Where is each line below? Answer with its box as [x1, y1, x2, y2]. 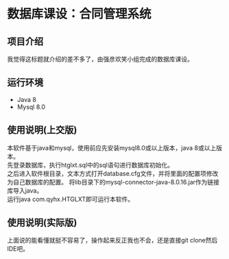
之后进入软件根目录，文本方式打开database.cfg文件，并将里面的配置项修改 [7, 169, 219, 178]
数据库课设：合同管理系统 [7, 6, 152, 22]
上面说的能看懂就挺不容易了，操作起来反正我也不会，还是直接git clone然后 [7, 236, 218, 245]
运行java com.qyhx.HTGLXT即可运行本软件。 [7, 195, 134, 203]
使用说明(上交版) [7, 124, 77, 136]
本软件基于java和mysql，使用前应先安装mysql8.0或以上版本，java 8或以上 [7, 144, 217, 152]
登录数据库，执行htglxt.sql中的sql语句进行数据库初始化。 [12, 161, 173, 169]
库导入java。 [7, 186, 43, 195]
